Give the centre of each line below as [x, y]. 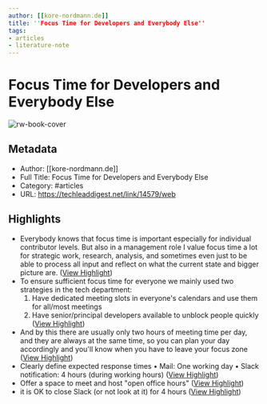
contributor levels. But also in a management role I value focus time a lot [139, 247]
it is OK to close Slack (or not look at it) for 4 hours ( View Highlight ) [130, 391]
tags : [17, 30]
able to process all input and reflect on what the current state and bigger [139, 264]
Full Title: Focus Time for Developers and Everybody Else [114, 177]
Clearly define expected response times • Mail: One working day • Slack [139, 366]
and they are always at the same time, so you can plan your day [125, 340]
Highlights [35, 220]
